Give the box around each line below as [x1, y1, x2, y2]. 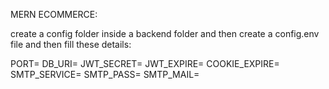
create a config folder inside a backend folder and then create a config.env [10, 28, 320, 39]
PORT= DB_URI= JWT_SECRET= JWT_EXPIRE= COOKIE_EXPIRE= [10, 58, 280, 69]
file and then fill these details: [10, 39, 132, 50]
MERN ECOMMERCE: [10, 9, 98, 20]
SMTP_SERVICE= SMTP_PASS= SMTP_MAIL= [10, 69, 200, 80]
